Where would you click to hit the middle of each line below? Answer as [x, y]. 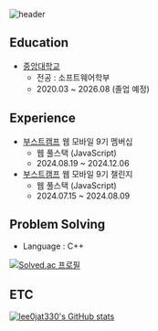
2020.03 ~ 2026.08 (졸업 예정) [93, 89]
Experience [42, 118]
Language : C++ [53, 246]
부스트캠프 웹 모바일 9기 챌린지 [78, 174]
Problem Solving [58, 224]
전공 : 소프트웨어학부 [73, 77]
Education [39, 43]
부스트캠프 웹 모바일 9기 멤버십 [78, 141]
